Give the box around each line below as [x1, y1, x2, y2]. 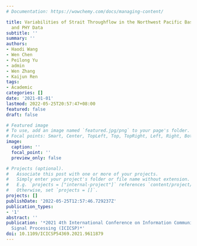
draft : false [6, 112, 38, 118]
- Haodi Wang [6, 46, 38, 53]
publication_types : [6, 203, 54, 210]
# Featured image [6, 122, 49, 128]
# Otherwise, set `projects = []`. [6, 187, 98, 193]
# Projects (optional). [6, 165, 64, 172]
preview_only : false [11, 155, 62, 161]
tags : [6, 79, 19, 85]
